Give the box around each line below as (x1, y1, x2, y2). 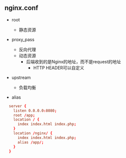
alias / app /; (17, 140, 44, 145)
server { (9, 104, 27, 108)
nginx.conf (4, 4, 38, 12)
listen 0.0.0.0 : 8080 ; (13, 108, 57, 113)
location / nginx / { (13, 131, 53, 136)
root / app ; (13, 113, 35, 118)
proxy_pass (11, 36, 35, 42)
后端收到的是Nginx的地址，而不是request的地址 (26, 58, 122, 65)
